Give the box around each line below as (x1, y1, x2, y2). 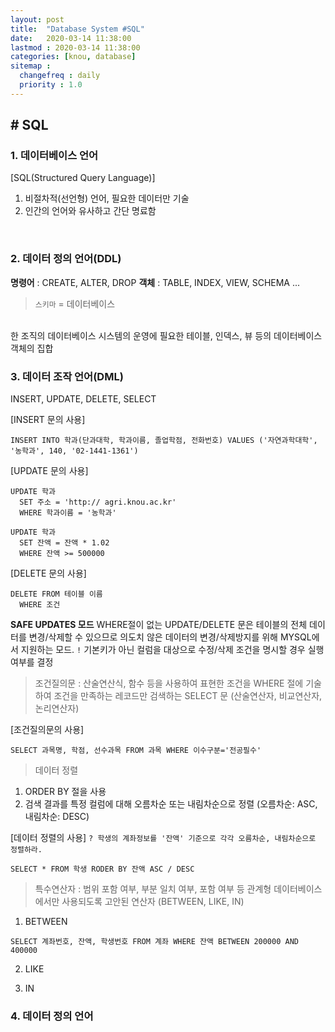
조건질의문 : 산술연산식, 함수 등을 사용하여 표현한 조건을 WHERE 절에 (34, 677, 304, 690)
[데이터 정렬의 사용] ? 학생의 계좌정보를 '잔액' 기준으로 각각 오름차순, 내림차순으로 (10, 832, 317, 844)
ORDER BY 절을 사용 (24, 786, 107, 798)
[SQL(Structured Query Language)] (10, 172, 156, 184)
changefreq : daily (19, 71, 101, 81)
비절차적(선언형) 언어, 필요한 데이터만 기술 (24, 192, 190, 205)
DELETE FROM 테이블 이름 (10, 589, 103, 600)
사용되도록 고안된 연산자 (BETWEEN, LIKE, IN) (61, 896, 245, 908)
